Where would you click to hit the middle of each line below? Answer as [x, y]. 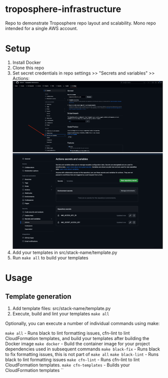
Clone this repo [28, 67]
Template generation [38, 296]
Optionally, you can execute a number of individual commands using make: [82, 323]
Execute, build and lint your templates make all [61, 314]
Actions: [21, 78]
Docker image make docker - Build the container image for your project [77, 344]
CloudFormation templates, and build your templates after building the [77, 338]
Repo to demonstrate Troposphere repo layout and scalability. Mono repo [80, 23]
